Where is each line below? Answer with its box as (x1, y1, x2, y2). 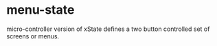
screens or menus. (6, 32, 60, 40)
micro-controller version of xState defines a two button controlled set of (6, 25, 210, 33)
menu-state (6, 2, 75, 18)
